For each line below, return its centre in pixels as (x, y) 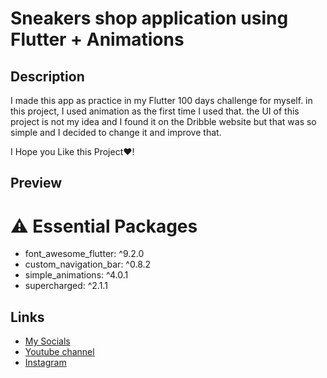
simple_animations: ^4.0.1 (76, 275)
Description (47, 76)
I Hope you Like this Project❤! (72, 151)
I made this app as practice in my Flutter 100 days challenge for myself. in (161, 100)
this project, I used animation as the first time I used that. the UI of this (155, 111)
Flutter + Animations (97, 39)
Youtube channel (59, 352)
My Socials (47, 341)
